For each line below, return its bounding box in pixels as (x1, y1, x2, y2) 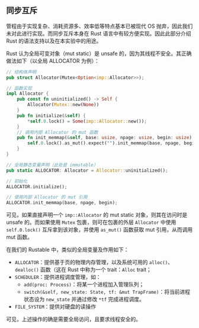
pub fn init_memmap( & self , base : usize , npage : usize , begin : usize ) (17, 135, 192, 141)
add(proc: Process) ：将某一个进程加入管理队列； (23, 281, 145, 288)
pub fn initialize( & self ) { (17, 112, 86, 118)
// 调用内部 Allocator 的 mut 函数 (17, 129, 98, 135)
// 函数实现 (6, 85, 33, 91)
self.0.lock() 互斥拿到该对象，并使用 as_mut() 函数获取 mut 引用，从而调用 (6, 226, 193, 233)
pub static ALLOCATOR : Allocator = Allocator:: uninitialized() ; (6, 168, 168, 173)
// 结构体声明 (6, 69, 37, 75)
